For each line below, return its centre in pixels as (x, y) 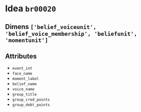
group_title (24, 95)
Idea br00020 (31, 9)
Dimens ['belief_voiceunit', (51, 27)
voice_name (23, 89)
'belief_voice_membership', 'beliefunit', (71, 34)
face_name (22, 74)
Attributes (21, 56)
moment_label (26, 79)
